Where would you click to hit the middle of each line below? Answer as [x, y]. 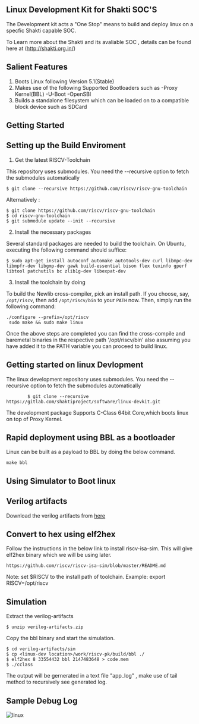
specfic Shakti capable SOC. [41, 30]
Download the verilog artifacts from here [56, 515]
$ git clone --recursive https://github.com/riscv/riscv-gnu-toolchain [97, 189]
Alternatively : [23, 199]
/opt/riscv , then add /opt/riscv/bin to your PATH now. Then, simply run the [99, 300]
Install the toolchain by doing [50, 282]
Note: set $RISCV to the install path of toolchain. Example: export [86, 577]
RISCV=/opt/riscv [27, 583]
